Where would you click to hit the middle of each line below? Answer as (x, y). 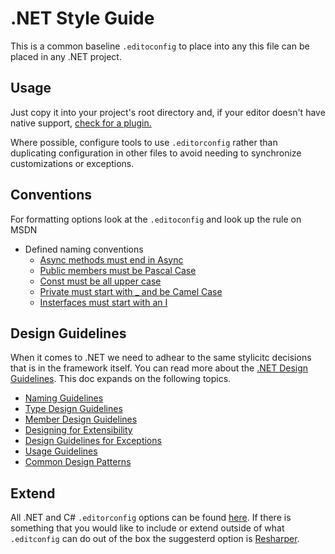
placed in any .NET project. (66, 56)
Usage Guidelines (61, 451)
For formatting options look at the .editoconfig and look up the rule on (156, 219)
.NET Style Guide (82, 18)
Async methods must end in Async (111, 259)
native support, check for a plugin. (81, 123)
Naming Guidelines (64, 398)
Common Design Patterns (78, 462)
